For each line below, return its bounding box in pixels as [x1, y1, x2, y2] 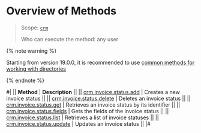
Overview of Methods [6, 4, 117, 18]
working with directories [6, 65, 66, 72]
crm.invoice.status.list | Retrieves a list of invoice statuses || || [6, 114, 159, 121]
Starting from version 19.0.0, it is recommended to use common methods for [6, 59, 195, 66]
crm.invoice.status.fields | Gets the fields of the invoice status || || [6, 107, 169, 114]
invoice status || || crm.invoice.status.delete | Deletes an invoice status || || [6, 95, 191, 102]
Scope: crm [20, 24, 49, 31]
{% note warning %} [6, 47, 57, 55]
